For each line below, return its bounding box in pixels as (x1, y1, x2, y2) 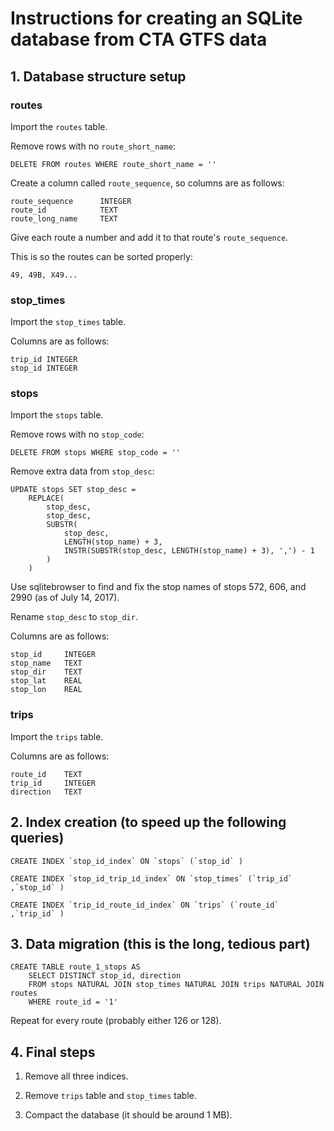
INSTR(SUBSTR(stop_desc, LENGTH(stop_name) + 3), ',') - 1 (63, 546, 315, 556)
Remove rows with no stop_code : (10, 428, 145, 441)
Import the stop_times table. (10, 316, 127, 328)
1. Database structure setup (10, 68, 187, 85)
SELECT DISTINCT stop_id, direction (28, 971, 182, 981)
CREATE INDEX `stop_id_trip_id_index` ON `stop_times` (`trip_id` (10, 873, 293, 884)
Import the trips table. (10, 730, 104, 742)
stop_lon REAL (10, 685, 83, 695)
